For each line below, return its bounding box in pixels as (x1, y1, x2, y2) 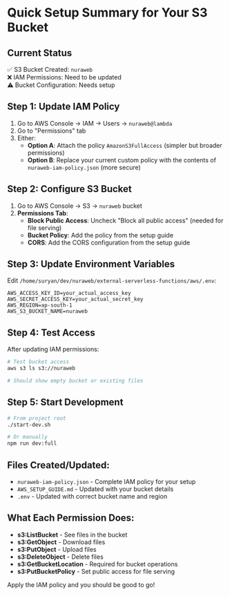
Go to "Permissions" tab (17, 126, 86, 135)
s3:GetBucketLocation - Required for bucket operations (17, 559, 178, 568)
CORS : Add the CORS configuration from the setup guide (27, 238, 191, 247)
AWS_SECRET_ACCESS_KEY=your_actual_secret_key (7, 296, 144, 303)
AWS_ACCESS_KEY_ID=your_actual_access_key (7, 290, 131, 297)
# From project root (7, 414, 67, 422)
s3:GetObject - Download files (17, 537, 106, 546)
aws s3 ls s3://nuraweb (7, 365, 76, 372)
